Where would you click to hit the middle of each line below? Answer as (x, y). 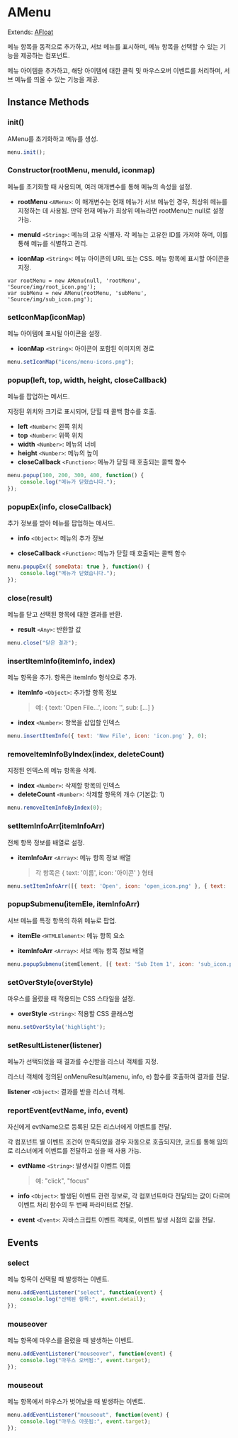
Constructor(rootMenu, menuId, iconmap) (81, 170)
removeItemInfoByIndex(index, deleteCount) (86, 754)
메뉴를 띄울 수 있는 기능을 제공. (57, 79)
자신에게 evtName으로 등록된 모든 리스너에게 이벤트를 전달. (90, 1127)
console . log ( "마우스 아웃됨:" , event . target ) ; (85, 1421)
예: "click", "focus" (62, 1181)
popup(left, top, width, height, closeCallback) (87, 380)
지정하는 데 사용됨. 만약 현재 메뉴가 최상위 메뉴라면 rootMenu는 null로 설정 (121, 211)
